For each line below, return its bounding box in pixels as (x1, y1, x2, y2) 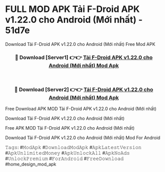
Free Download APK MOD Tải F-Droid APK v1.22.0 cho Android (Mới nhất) (5, 106, 157, 112)
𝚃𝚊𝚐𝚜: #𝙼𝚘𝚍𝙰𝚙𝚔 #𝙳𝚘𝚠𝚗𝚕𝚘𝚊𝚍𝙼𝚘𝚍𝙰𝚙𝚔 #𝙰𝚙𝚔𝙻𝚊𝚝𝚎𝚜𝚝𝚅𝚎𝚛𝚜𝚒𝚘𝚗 (5, 144, 142, 150)
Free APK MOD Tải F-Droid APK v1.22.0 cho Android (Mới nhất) (5, 125, 135, 131)
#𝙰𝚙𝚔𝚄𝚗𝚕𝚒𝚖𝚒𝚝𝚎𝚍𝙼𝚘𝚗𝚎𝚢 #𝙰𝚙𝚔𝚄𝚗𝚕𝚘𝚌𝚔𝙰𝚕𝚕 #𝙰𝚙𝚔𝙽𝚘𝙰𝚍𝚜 (5, 150, 130, 156)
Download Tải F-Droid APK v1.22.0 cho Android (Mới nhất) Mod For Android (5, 135, 161, 141)
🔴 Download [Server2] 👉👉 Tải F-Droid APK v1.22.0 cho (14, 86, 154, 93)
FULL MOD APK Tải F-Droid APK (5, 3, 140, 15)
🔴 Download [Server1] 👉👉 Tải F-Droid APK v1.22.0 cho (14, 54, 153, 61)
